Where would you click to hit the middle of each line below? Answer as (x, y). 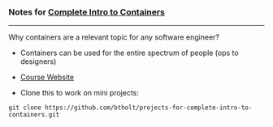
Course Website (47, 77)
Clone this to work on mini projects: (80, 93)
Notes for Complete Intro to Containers (87, 12)
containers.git (34, 115)
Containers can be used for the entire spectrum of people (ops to (129, 53)
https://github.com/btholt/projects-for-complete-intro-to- (148, 108)
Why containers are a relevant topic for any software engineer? (114, 37)
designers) (38, 61)
